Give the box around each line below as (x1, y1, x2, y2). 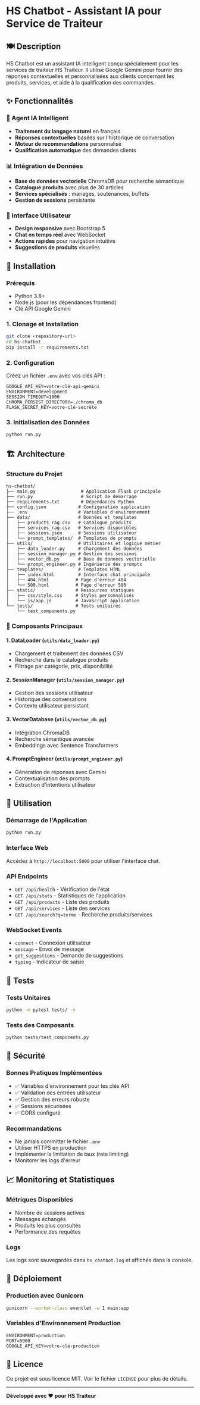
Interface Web (6, 844, 49, 852)
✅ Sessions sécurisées (14, 1102, 71, 1109)
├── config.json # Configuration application (6, 504, 151, 510)
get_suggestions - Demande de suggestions (14, 952, 123, 959)
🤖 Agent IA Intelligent (6, 114, 69, 123)
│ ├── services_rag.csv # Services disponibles (6, 525, 137, 531)
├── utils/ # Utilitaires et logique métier (6, 540, 161, 547)
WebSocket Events (6, 925, 62, 934)
